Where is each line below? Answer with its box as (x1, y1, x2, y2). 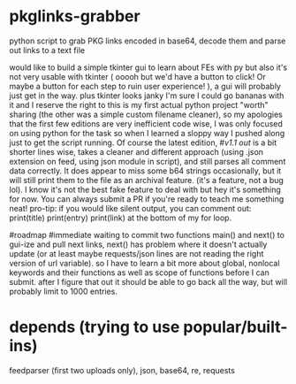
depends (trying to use (9, 317, 180, 337)
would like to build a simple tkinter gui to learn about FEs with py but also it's (9, 62, 288, 73)
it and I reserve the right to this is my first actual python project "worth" (9, 99, 269, 110)
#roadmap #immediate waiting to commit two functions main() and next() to (9, 229, 285, 240)
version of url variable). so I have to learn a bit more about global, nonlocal (9, 257, 280, 268)
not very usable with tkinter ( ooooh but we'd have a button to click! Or (9, 71, 267, 81)
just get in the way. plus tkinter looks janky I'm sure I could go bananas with (9, 90, 285, 101)
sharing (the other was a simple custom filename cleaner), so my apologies (9, 109, 283, 119)
